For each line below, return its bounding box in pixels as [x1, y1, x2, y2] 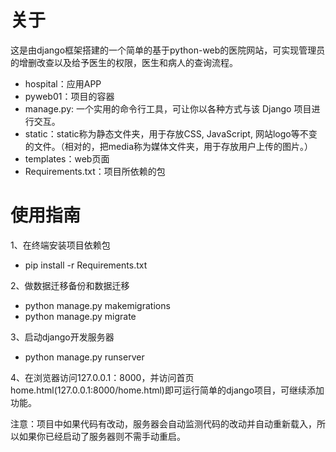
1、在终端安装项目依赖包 [10, 239, 111, 251]
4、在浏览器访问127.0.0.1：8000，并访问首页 [10, 371, 195, 383]
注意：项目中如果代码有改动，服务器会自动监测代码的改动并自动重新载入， [10, 417, 317, 430]
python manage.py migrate [24, 310, 137, 322]
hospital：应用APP [24, 77, 102, 90]
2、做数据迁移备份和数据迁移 [10, 279, 130, 291]
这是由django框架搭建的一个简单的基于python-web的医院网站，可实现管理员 [10, 44, 326, 56]
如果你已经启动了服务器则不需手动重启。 [18, 430, 186, 442]
